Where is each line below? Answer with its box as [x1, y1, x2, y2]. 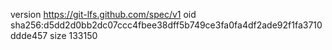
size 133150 [49, 30, 98, 41]
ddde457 [10, 30, 48, 41]
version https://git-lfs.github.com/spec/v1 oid [10, 9, 197, 20]
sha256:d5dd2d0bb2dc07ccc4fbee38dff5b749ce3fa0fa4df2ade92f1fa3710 [10, 19, 323, 31]
